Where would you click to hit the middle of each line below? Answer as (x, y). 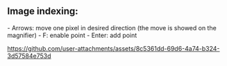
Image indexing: (43, 11)
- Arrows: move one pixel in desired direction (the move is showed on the (112, 27)
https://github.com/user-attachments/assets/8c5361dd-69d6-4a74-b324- (113, 48)
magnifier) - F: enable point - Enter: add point (72, 35)
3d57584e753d (29, 56)
